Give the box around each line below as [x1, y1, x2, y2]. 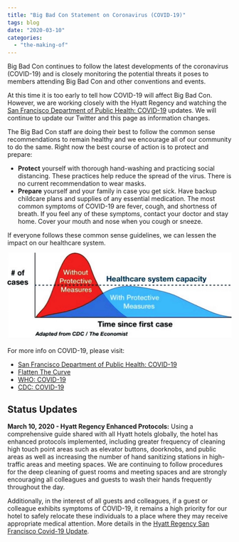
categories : [7, 34, 43, 41]
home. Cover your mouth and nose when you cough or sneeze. [17, 218, 203, 226]
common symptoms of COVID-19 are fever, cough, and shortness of [17, 202, 217, 210]
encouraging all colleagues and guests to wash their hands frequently [7, 475, 212, 484]
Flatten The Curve [17, 367, 71, 376]
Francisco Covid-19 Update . [7, 527, 90, 536]
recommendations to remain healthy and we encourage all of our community [7, 135, 232, 144]
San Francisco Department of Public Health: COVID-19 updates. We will [7, 106, 217, 115]
